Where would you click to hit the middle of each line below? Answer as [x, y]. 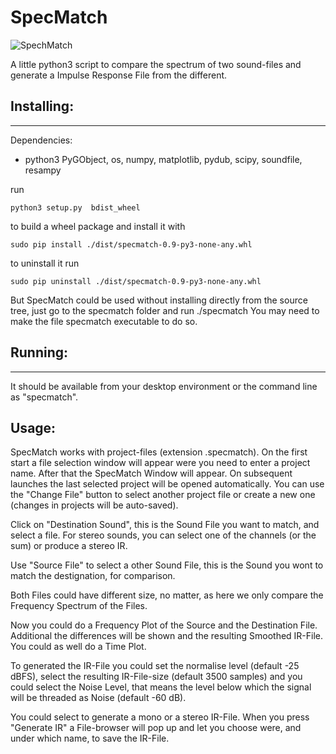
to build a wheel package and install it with [98, 226]
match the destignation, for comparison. [93, 576]
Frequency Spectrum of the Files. [79, 606]
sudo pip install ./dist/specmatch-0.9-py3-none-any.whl [131, 244]
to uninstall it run [45, 263]
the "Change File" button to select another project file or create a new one [163, 495]
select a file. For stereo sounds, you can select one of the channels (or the [163, 535]
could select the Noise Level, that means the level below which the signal [161, 687]
